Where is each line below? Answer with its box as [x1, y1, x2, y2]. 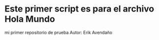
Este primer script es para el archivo [4, 3, 155, 14]
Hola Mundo [4, 13, 55, 25]
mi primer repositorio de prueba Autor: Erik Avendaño [4, 29, 113, 35]
